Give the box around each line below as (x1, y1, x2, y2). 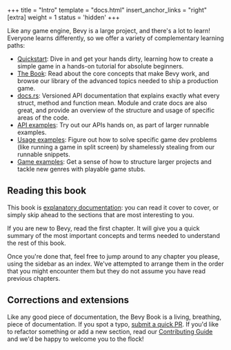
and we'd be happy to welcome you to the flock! (7, 335, 144, 343)
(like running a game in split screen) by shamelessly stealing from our (17, 143, 215, 151)
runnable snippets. (17, 150, 71, 158)
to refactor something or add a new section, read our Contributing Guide (7, 327, 213, 335)
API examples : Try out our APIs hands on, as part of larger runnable (17, 121, 210, 129)
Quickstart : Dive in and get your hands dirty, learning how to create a (17, 55, 214, 63)
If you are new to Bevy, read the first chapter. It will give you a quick (7, 224, 200, 232)
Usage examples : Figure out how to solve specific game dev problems (17, 136, 217, 144)
